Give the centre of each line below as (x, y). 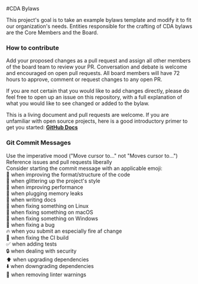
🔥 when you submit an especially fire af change (64, 231)
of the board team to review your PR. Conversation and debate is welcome (97, 67)
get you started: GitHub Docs (42, 128)
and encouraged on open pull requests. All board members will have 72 (93, 73)
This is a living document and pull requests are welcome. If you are (88, 115)
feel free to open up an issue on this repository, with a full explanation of (94, 97)
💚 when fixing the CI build (38, 237)
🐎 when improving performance (45, 187)
